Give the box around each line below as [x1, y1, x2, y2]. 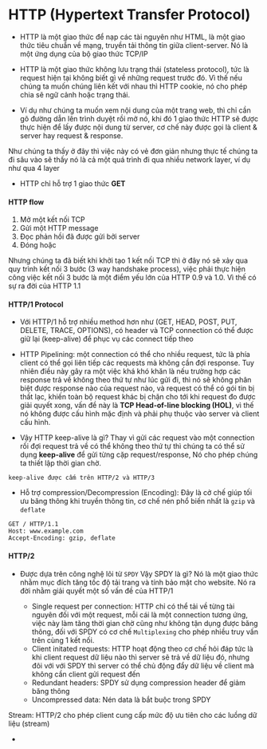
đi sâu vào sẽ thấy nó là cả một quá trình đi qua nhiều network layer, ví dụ [8, 154, 251, 164]
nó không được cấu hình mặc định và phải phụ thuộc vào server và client [19, 409, 260, 418]
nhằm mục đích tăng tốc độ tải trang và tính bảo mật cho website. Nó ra [19, 577, 257, 587]
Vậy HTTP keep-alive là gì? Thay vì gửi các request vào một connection [19, 433, 255, 442]
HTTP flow [8, 197, 45, 207]
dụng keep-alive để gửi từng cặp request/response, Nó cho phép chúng [19, 450, 258, 460]
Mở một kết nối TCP [19, 215, 85, 224]
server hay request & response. [19, 130, 124, 141]
